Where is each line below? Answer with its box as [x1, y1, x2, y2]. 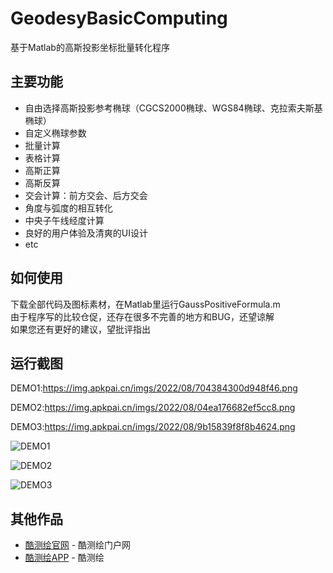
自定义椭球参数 [24, 127, 87, 139]
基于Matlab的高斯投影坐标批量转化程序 [10, 41, 170, 53]
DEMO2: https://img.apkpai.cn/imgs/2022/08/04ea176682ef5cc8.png [10, 402, 296, 414]
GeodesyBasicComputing [10, 7, 228, 30]
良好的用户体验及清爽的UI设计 [24, 227, 148, 239]
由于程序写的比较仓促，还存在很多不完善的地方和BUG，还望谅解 [10, 310, 275, 322]
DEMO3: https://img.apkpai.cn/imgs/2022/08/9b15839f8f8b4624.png [10, 421, 296, 433]
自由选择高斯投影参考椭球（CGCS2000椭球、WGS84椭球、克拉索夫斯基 [24, 102, 323, 114]
